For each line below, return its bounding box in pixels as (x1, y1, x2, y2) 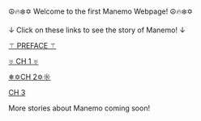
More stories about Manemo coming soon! (8, 103, 151, 113)
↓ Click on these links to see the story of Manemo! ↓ (8, 25, 186, 35)
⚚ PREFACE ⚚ (8, 41, 57, 50)
